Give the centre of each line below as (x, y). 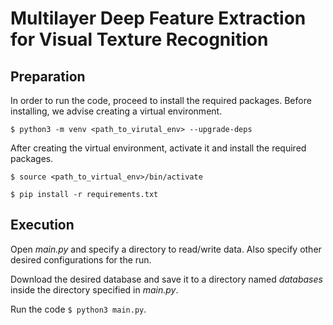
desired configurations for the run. (81, 259)
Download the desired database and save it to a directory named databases (166, 279)
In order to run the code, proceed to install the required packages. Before (161, 100)
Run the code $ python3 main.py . (78, 309)
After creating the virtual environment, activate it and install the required (158, 148)
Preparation (48, 76)
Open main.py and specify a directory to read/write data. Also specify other (166, 249)
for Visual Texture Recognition (139, 39)
